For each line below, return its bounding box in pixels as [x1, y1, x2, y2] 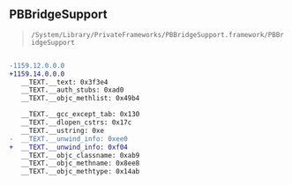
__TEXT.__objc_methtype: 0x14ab [20, 167, 140, 176]
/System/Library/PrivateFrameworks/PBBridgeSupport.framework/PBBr [30, 30, 284, 39]
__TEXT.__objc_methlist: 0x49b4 [20, 94, 140, 103]
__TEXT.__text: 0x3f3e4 [20, 78, 109, 86]
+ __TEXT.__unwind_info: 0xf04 [9, 143, 128, 152]
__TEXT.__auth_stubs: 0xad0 [20, 85, 124, 95]
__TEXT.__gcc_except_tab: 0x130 [20, 110, 140, 119]
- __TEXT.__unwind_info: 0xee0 [9, 134, 128, 144]
